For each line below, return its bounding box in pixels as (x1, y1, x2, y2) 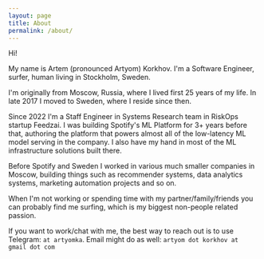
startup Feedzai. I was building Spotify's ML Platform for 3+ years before (8, 121, 248, 130)
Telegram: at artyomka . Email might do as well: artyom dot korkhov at (8, 235, 239, 245)
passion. (8, 211, 37, 221)
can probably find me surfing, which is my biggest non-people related (8, 202, 238, 212)
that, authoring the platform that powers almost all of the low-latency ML (8, 129, 246, 138)
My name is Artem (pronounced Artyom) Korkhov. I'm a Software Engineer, (8, 64, 254, 74)
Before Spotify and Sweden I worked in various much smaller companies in (8, 161, 255, 171)
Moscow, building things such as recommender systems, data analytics (8, 169, 243, 180)
